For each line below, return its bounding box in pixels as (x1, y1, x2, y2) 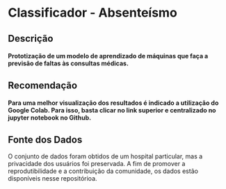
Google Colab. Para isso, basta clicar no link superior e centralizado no (8, 106, 216, 115)
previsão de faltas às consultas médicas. (8, 59, 129, 67)
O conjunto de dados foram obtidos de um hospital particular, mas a (8, 151, 203, 161)
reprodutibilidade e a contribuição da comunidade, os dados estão (8, 167, 199, 175)
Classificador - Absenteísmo (8, 5, 178, 21)
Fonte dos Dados (8, 133, 83, 145)
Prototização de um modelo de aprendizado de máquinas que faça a (8, 52, 209, 60)
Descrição (8, 33, 54, 44)
